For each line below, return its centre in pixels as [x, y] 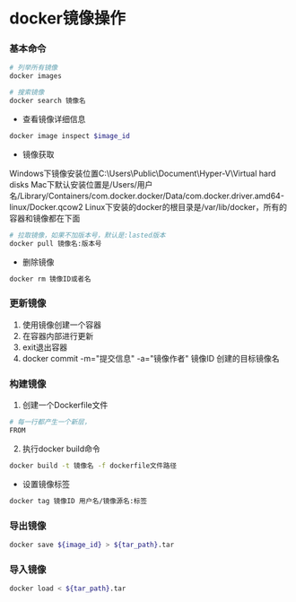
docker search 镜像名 [48, 101]
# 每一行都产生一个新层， [50, 423]
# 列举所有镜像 [34, 68]
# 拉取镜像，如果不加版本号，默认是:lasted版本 [87, 235]
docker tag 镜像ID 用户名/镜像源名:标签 [78, 501]
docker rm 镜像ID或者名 [50, 279]
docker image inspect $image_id [70, 135]
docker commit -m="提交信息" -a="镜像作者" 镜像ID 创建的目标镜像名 [151, 358]
